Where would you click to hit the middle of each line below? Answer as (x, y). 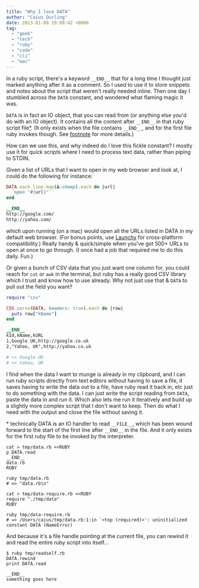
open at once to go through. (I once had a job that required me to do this (94, 249)
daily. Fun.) (20, 256)
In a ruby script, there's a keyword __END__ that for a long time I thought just (99, 78)
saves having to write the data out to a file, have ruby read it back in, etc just (99, 387)
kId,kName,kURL (25, 336)
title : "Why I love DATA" (38, 12)
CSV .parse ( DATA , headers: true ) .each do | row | (65, 308)
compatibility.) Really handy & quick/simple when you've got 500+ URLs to (97, 244)
